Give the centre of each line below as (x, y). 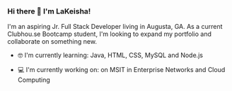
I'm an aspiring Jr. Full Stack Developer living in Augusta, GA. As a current (115, 27)
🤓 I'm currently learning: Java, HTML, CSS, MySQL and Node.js (110, 55)
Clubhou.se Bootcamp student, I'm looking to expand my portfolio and (110, 34)
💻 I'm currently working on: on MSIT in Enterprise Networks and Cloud (121, 70)
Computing (34, 80)
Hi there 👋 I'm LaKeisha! (49, 11)
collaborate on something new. (52, 42)
